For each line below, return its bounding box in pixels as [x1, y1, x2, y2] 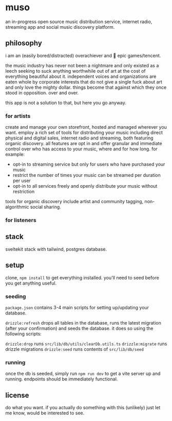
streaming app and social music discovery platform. [5, 24, 115, 30]
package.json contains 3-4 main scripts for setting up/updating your [5, 304, 149, 310]
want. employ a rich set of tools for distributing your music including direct [5, 130, 163, 136]
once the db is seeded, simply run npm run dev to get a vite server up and [5, 371, 161, 377]
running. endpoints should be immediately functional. [5, 376, 118, 382]
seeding [5, 293, 26, 300]
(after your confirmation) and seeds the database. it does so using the [5, 325, 154, 331]
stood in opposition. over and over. [5, 89, 79, 96]
